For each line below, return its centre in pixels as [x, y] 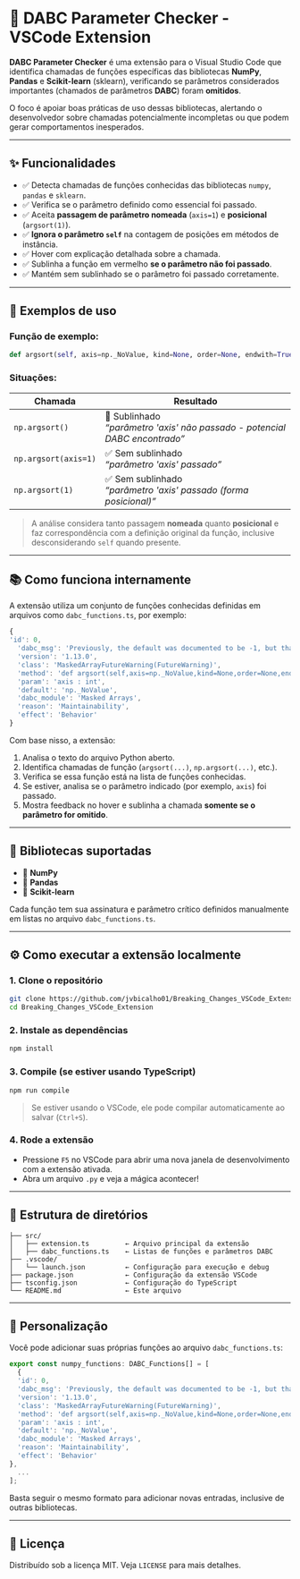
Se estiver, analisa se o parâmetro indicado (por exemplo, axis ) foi [144, 785]
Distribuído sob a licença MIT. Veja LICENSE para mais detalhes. [125, 1566]
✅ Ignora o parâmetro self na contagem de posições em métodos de [150, 234]
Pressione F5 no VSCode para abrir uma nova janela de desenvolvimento [156, 1159]
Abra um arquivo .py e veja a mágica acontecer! [110, 1178]
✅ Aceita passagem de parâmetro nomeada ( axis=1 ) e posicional [145, 215]
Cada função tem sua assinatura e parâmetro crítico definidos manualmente [149, 909]
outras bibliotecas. [43, 1507]
